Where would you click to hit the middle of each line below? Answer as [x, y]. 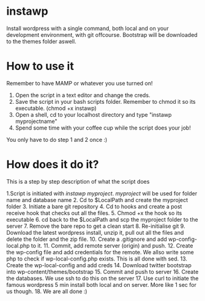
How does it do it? [53, 165]
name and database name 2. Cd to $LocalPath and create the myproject [97, 200]
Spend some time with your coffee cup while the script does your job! [103, 128]
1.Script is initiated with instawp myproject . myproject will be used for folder [102, 193]
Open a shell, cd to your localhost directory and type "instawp [93, 114]
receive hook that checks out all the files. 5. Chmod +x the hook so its [94, 213]
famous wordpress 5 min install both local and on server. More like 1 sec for [102, 284]
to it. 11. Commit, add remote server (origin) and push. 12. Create [112, 245]
